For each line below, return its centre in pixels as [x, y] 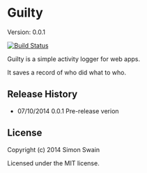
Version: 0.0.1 [26, 32]
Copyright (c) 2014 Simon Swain [54, 149]
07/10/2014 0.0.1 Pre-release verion [68, 111]
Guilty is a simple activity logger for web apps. [74, 59]
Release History [42, 94]
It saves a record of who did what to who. [67, 72]
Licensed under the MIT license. [53, 163]
